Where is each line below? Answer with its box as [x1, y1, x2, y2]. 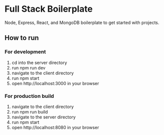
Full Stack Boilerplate [4, 3, 93, 15]
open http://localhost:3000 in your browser [11, 80, 99, 86]
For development [4, 48, 46, 55]
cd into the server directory [11, 60, 67, 66]
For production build [4, 92, 55, 99]
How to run [4, 34, 39, 42]
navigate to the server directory [11, 114, 76, 120]
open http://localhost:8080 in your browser [11, 124, 99, 130]
